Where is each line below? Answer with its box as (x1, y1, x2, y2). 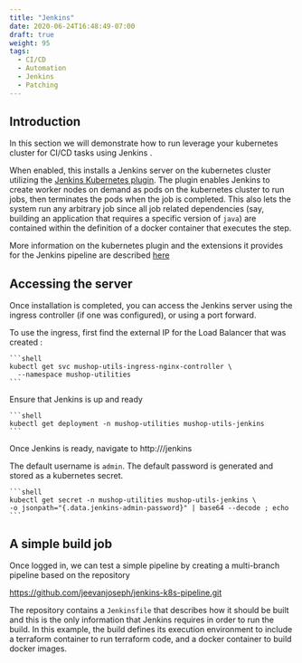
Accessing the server (9, 276, 133, 291)
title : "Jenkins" (9, 13, 75, 23)
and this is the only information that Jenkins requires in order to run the (9, 614, 274, 625)
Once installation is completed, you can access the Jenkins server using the (9, 300, 293, 311)
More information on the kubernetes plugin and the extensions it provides (9, 241, 283, 251)
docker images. (9, 643, 68, 654)
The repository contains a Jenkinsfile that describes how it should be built (9, 605, 289, 616)
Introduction (9, 114, 81, 129)
